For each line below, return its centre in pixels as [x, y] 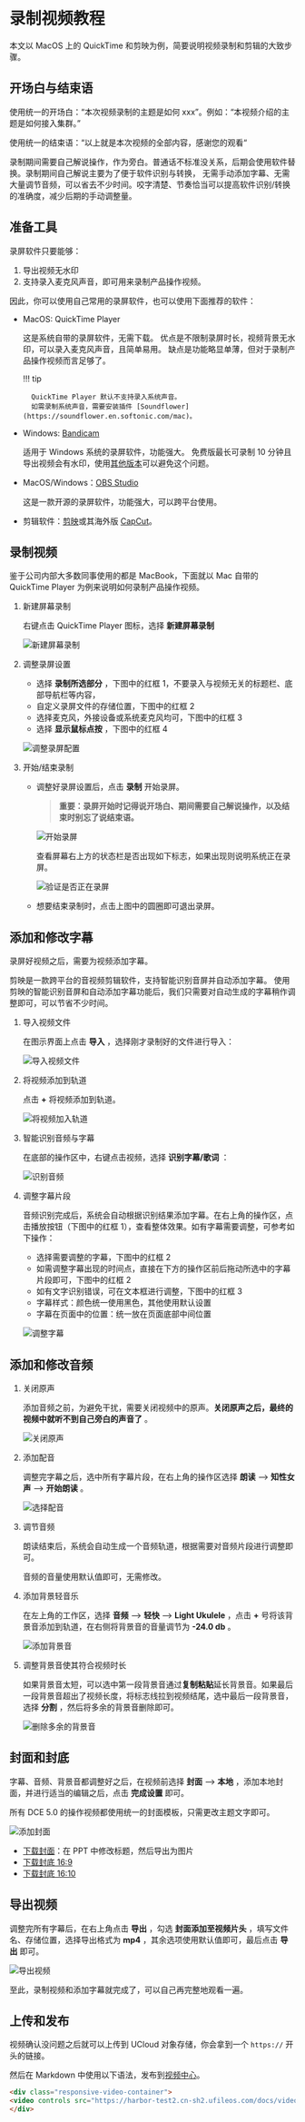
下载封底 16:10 [49, 1873]
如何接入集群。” [53, 123]
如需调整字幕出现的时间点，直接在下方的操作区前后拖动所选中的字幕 [163, 1268]
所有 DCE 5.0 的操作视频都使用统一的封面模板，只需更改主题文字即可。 [142, 1811]
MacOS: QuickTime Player [71, 319]
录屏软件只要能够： [45, 251]
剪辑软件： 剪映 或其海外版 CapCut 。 [89, 521]
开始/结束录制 [48, 767]
